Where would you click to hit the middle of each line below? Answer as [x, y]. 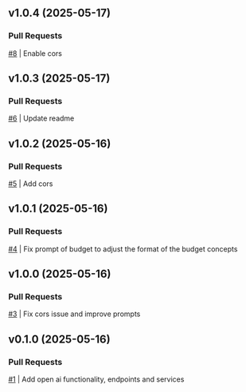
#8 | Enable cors [35, 53]
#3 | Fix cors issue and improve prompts [74, 314]
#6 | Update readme [41, 118]
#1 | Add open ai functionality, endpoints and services [96, 379]
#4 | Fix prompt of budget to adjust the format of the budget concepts [123, 249]
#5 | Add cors [31, 184]
